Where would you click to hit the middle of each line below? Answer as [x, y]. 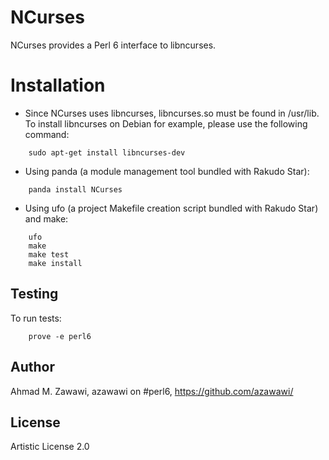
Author [32, 367]
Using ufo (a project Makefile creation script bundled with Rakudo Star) [171, 208]
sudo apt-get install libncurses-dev [107, 152]
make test [49, 254]
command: [47, 134]
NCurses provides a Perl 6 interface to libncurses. [113, 45]
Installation [58, 85]
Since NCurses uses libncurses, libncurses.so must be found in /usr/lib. [172, 113]
